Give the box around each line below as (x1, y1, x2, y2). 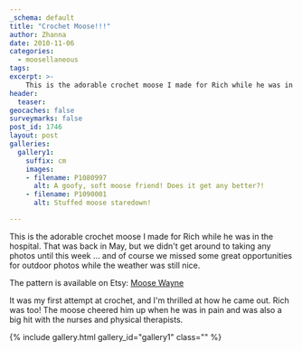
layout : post (9, 131, 59, 140)
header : (9, 89, 39, 98)
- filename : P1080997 (25, 173, 107, 182)
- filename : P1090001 (25, 190, 107, 199)
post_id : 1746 (9, 123, 63, 132)
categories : (9, 47, 54, 56)
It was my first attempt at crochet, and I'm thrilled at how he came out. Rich (9, 295, 289, 306)
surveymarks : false (9, 114, 83, 123)
